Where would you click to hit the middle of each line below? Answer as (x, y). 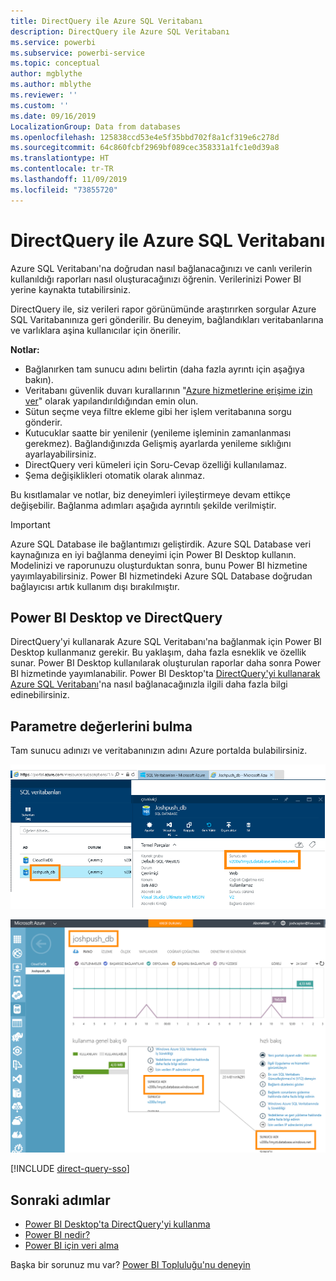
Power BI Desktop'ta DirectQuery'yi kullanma (117, 1224)
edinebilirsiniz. (40, 695)
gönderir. (43, 422)
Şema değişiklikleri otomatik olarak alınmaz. (115, 475)
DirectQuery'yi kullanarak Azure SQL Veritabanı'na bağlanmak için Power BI (166, 642)
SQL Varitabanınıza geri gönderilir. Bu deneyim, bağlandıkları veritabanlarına (167, 319)
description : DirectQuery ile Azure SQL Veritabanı (120, 31)
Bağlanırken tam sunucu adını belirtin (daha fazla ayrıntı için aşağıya (164, 369)
